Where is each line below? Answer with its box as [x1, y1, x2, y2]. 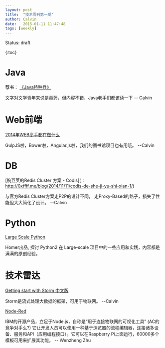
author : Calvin [5, 17, 37, 22]
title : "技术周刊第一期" [5, 12, 54, 17]
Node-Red [5, 308, 26, 314]
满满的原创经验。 [5, 250, 40, 256]
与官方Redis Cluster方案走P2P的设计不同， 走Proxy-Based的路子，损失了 [5, 193, 156, 199]
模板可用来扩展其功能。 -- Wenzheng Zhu [5, 337, 91, 343]
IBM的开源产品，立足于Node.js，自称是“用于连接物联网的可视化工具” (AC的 [5, 318, 160, 324]
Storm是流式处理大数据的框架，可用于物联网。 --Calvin [5, 298, 119, 304]
